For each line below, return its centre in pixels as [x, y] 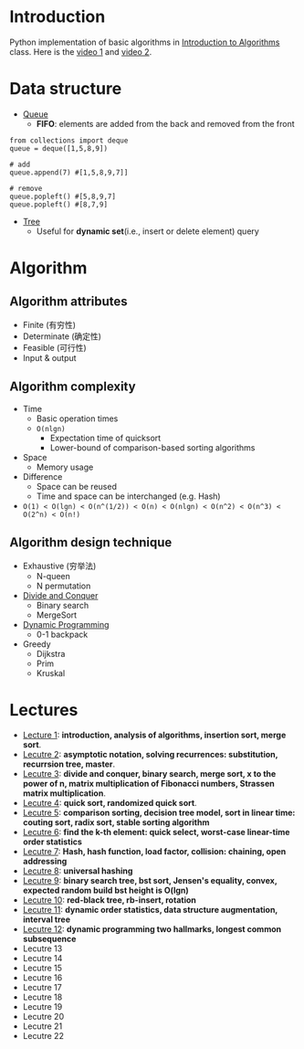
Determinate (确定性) [62, 336]
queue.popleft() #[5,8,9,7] [63, 196]
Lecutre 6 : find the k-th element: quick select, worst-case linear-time [156, 832]
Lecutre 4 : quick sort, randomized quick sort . [110, 803]
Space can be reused [76, 486]
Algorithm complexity [73, 387]
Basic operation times [77, 419]
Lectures [44, 710]
